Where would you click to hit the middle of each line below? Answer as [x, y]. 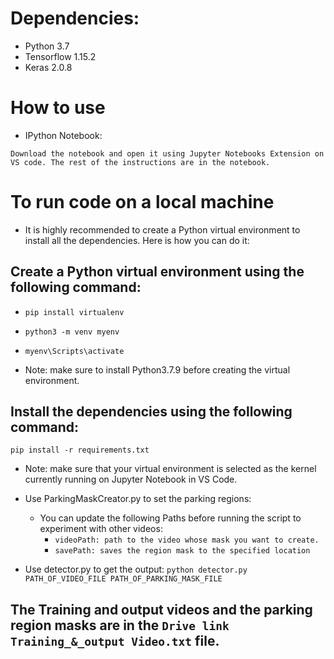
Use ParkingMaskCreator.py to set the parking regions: [138, 499]
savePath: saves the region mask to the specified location [182, 551]
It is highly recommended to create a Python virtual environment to [162, 229]
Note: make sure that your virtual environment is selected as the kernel [170, 469]
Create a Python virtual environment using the [157, 272]
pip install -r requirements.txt [80, 450]
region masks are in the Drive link [120, 625]
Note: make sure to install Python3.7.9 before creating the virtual [157, 369]
